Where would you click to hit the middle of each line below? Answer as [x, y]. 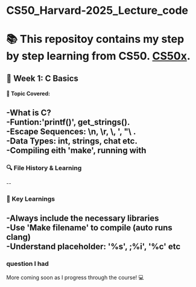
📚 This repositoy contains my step [95, 39]
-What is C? [29, 112]
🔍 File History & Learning [44, 168]
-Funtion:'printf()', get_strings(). [68, 122]
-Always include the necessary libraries [83, 219]
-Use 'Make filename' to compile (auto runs [90, 228]
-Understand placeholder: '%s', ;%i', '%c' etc [93, 247]
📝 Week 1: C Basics [42, 78]
